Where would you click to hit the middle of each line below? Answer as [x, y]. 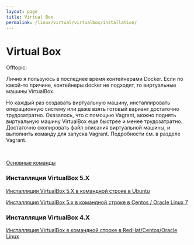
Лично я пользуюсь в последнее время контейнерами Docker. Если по [95, 79]
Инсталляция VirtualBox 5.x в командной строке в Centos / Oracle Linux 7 [97, 202]
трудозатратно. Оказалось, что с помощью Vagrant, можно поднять [91, 115]
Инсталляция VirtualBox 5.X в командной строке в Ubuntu [78, 190]
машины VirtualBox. [30, 91]
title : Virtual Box [30, 17]
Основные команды [31, 163]
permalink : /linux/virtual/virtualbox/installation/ [72, 22]
